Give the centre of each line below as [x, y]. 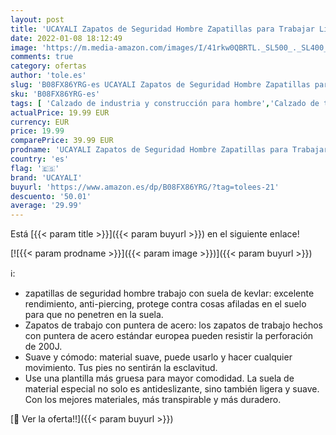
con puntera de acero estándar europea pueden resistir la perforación [169, 336]
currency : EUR [40, 122]
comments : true [42, 57]
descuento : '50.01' [51, 196]
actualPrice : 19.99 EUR [60, 112]
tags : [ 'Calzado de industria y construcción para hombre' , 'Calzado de [165, 103]
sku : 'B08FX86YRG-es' [55, 94]
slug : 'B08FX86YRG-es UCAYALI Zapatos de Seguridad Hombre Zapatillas [160, 85]
